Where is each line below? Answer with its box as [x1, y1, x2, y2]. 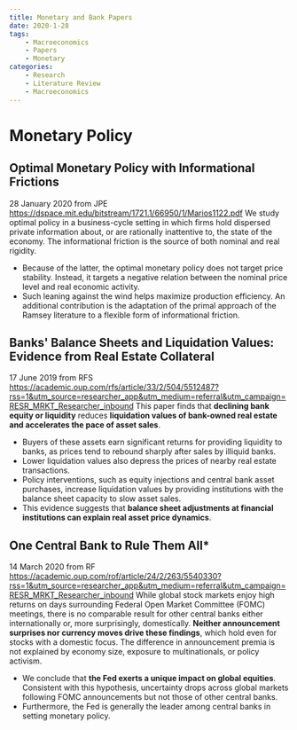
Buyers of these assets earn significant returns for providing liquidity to [21, 436, 283, 448]
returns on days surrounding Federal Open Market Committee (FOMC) [9, 600, 266, 610]
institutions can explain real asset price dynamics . [21, 512, 212, 523]
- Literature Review [25, 79, 101, 88]
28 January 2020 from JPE [9, 198, 108, 208]
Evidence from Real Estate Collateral [9, 349, 215, 364]
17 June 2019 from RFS [9, 373, 93, 383]
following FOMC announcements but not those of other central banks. [21, 692, 278, 703]
